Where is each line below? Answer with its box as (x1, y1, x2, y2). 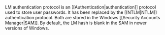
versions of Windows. (5, 25, 49, 31)
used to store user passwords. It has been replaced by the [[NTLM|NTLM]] (5, 9, 157, 15)
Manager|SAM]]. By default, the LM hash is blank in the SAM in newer (5, 20, 147, 26)
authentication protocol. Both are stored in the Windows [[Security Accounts (5, 15, 160, 20)
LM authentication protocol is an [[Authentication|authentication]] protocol (5, 4, 156, 10)
